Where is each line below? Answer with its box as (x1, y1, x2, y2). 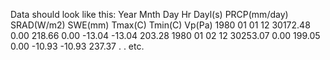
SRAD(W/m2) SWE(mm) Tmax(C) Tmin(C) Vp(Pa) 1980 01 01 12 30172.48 (10, 19, 311, 31)
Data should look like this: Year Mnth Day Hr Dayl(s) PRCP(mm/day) (10, 9, 289, 20)
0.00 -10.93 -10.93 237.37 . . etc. (10, 40, 145, 52)
